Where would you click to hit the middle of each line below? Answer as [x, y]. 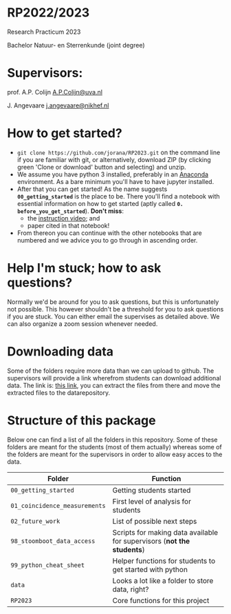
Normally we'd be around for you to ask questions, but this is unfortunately [113, 302]
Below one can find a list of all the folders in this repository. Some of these [112, 440]
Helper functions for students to [164, 561]
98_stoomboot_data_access [53, 541]
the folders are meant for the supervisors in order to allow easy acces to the [115, 454]
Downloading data [60, 351]
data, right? [131, 589]
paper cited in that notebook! [68, 225]
